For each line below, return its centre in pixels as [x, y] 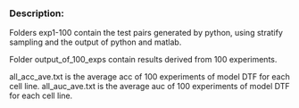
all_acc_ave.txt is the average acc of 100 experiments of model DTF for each [149, 77]
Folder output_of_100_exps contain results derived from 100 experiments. [143, 60]
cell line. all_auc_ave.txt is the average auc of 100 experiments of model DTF [149, 87]
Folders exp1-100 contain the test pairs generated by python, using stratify [146, 33]
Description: [37, 13]
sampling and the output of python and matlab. [96, 42]
